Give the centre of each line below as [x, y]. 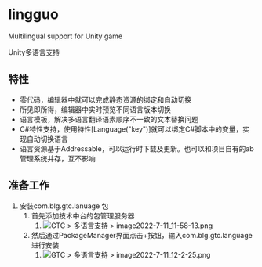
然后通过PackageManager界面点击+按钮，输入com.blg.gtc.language [142, 235]
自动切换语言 [47, 139]
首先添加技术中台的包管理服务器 [83, 215]
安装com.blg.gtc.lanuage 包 [64, 206]
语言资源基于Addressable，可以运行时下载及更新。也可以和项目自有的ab [136, 148]
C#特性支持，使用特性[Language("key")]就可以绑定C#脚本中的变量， [131, 129]
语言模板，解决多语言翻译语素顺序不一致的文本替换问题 [109, 119]
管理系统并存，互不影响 [57, 158]
